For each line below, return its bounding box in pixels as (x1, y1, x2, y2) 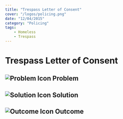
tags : (5, 25, 16, 30)
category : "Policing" (5, 20, 49, 26)
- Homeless (14, 30, 36, 34)
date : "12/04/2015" (5, 16, 45, 21)
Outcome (55, 107, 84, 116)
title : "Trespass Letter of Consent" (5, 7, 82, 12)
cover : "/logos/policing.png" (5, 12, 67, 17)
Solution (52, 91, 79, 99)
